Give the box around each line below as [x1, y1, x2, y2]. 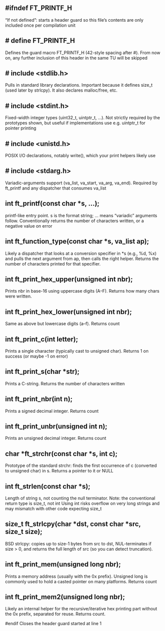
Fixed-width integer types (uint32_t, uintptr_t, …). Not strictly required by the [5, 115, 160, 121]
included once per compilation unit [5, 22, 76, 28]
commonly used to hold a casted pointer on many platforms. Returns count [5, 578, 157, 584]
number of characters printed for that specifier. [5, 261, 101, 266]
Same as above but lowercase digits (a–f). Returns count [5, 321, 120, 327]
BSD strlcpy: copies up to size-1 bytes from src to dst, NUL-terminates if [5, 540, 152, 546]
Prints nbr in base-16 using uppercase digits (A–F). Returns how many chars [5, 288, 160, 294]
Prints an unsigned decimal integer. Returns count [5, 435, 107, 441]
